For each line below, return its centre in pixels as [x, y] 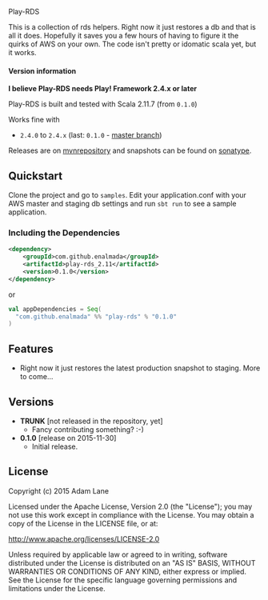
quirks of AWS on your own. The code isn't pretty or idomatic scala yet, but [132, 44]
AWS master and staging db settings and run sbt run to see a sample [122, 204]
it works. [23, 52]
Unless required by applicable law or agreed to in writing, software [118, 554]
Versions [31, 402]
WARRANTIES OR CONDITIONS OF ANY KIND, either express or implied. [127, 571]
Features [31, 348]
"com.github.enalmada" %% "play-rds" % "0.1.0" [96, 316]
